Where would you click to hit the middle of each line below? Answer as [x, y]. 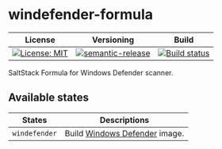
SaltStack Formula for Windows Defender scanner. [91, 72]
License [40, 40]
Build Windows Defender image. [124, 133]
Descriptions [124, 120]
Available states [49, 98]
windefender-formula [80, 15]
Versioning [113, 40]
